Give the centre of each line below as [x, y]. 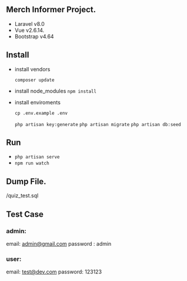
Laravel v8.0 [30, 24]
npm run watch [32, 163]
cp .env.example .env [41, 113]
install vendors [32, 69]
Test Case [25, 214]
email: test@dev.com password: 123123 [54, 272]
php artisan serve [37, 157]
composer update [34, 80]
